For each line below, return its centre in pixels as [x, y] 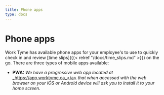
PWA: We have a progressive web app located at [62, 73]
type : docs [16, 14]
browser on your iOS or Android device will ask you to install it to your [83, 83]
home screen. [26, 88]
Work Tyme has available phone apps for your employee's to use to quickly [82, 52]
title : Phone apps [24, 10]
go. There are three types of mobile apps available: [57, 63]
